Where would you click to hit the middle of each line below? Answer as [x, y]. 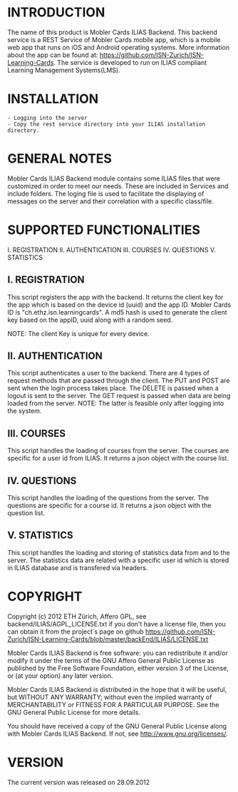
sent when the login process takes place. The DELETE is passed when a [113, 388]
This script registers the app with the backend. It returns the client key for [115, 297]
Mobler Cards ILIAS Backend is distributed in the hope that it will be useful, [117, 689]
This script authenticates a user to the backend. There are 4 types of [109, 373]
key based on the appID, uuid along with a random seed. [90, 320]
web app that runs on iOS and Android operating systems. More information [119, 47]
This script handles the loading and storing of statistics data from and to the [119, 552]
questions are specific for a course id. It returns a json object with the [109, 505]
